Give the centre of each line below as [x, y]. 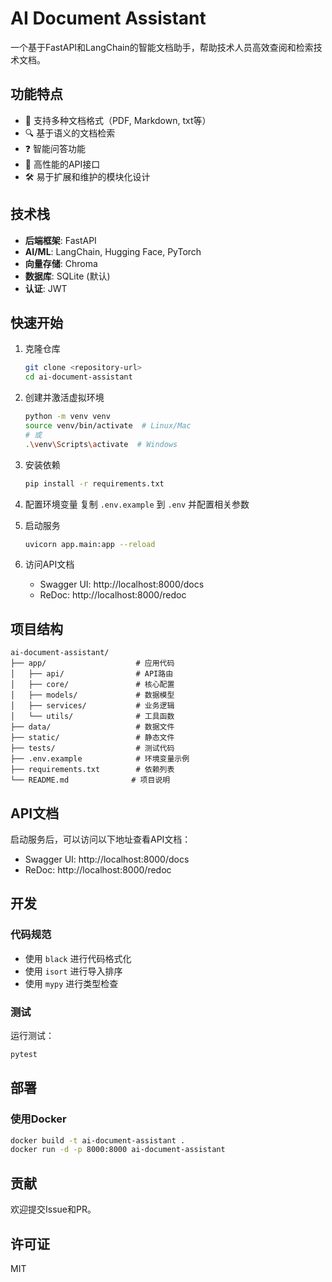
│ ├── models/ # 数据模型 [92, 695]
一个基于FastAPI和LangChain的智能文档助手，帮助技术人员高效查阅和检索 [162, 47]
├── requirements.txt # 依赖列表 [92, 770]
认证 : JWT [46, 288]
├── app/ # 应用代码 [92, 663]
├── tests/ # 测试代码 [92, 748]
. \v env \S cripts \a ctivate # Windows [101, 444]
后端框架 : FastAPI [60, 240]
